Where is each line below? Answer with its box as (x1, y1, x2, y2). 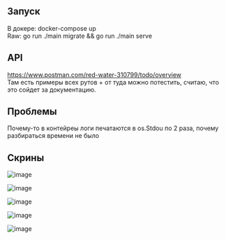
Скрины (7, 152, 45, 164)
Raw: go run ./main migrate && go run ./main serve (7, 31, 152, 40)
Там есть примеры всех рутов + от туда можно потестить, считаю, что (7, 78, 220, 86)
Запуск (7, 6, 40, 17)
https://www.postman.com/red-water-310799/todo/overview (7, 70, 182, 79)
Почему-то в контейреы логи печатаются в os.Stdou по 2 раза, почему (7, 124, 219, 132)
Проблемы (7, 106, 57, 118)
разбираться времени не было (7, 132, 100, 140)
